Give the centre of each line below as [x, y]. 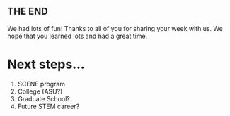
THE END [28, 12]
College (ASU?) [40, 91]
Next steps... [46, 64]
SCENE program [41, 84]
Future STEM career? [48, 106]
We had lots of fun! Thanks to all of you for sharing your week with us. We [115, 28]
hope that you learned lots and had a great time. [77, 36]
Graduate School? [44, 98]
